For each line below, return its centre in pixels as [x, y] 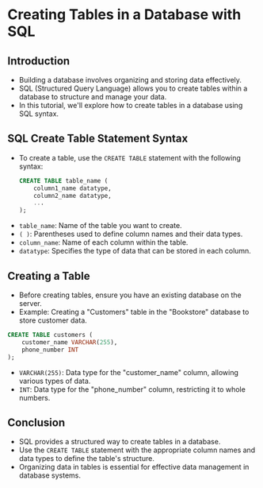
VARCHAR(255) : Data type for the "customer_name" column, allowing [129, 372]
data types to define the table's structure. [87, 459]
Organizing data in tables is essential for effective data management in [134, 467]
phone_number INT [50, 350]
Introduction [39, 61]
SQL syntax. [39, 114]
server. [30, 303]
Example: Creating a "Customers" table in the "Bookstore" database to [134, 312]
